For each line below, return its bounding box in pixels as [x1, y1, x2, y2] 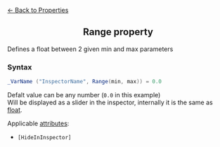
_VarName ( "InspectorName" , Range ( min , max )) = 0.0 [7, 78, 162, 85]
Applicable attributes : [7, 119, 70, 127]
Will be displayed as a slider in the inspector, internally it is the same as [7, 98, 213, 106]
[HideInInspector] [17, 134, 72, 141]
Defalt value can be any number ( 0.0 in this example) [7, 90, 161, 99]
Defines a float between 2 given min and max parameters [7, 45, 174, 53]
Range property [83, 26, 153, 38]
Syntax [7, 62, 32, 72]
